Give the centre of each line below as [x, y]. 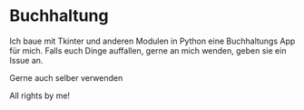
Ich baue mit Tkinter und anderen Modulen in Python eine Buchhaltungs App [152, 41]
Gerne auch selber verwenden [66, 77]
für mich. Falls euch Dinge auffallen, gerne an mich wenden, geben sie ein [148, 50]
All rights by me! [40, 95]
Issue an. [26, 60]
